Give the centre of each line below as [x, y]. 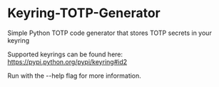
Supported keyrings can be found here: [65, 54]
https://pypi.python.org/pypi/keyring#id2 [67, 61]
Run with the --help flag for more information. [74, 76]
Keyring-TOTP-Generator [84, 13]
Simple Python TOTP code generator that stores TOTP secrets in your [109, 33]
